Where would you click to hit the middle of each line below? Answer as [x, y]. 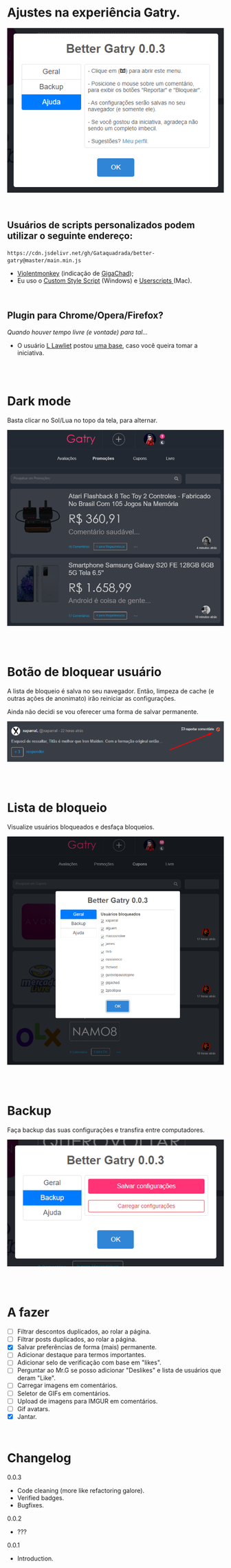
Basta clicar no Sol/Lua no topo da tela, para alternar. [82, 420]
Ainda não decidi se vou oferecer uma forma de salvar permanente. [103, 711]
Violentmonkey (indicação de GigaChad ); [75, 273]
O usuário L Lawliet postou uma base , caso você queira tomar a [107, 345]
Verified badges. [41, 1498]
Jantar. [27, 1416]
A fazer [28, 1313]
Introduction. [35, 1558]
